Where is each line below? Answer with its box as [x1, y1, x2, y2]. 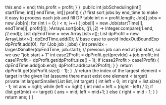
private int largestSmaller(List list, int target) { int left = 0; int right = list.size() [5, 78, 162, 84]
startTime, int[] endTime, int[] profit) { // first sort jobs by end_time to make [5, 9, 158, 15]
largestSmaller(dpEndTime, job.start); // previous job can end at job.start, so [5, 47, 161, 52]
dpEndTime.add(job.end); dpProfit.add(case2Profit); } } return [5, 62, 133, 68]
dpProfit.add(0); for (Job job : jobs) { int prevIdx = [5, 41, 108, 47]
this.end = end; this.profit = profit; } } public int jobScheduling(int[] [5, 4, 142, 10]
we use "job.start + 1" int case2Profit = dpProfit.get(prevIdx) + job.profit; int [5, 52, 160, 58]
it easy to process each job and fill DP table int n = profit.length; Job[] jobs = [5, 15, 162, 20]
